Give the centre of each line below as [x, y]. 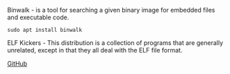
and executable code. [38, 17]
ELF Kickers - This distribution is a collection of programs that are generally [115, 43]
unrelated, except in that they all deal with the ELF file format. [95, 50]
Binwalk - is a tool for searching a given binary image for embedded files [111, 10]
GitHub [17, 64]
